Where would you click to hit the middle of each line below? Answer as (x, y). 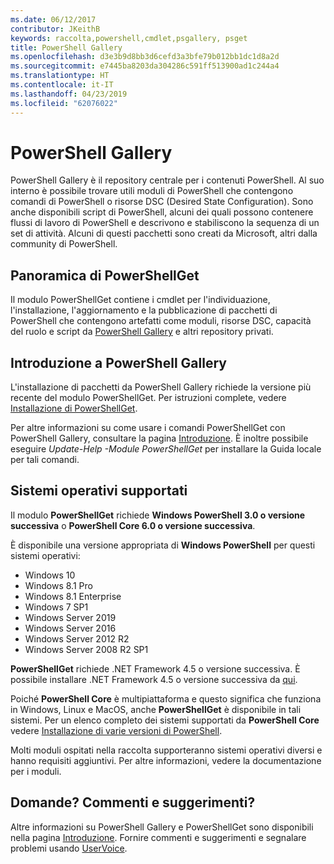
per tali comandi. (45, 460)
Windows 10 (50, 575)
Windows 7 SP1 (56, 607)
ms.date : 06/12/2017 (53, 19)
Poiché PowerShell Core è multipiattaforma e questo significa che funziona (166, 698)
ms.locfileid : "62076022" (64, 103)
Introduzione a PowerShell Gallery (118, 362)
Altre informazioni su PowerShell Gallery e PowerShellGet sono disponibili (162, 827)
